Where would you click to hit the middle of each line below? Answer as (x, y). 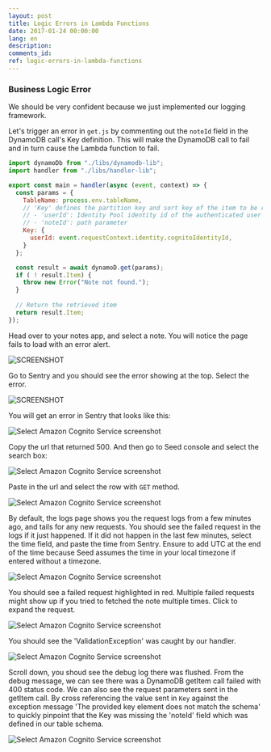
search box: (28, 455)
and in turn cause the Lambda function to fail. (84, 148)
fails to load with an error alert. (59, 344)
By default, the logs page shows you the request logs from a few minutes (130, 518)
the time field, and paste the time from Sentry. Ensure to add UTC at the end (135, 543)
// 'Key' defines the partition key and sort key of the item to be (140, 208)
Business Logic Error (50, 89)
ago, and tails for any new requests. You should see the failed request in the (135, 526)
